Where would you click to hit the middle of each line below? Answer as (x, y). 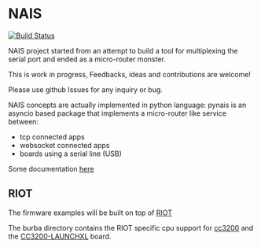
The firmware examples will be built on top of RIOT (90, 213)
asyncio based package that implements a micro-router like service (117, 113)
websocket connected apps (64, 145)
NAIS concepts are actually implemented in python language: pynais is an (127, 105)
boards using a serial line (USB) (70, 154)
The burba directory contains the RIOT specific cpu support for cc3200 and (131, 228)
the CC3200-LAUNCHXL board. (60, 236)
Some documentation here (51, 168)
